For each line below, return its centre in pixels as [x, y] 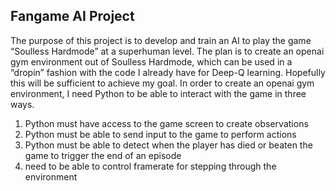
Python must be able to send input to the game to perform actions [160, 134]
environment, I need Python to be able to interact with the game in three [158, 93]
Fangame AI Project [72, 16]
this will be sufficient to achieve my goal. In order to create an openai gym [162, 83]
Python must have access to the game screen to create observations [166, 123]
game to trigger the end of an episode [103, 155]
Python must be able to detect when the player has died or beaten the [168, 145]
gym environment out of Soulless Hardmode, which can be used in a [151, 61]
